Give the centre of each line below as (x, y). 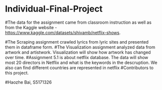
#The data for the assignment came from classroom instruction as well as (78, 22)
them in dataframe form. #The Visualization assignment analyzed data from (80, 47)
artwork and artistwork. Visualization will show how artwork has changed (78, 52)
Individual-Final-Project (54, 9)
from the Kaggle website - (31, 27)
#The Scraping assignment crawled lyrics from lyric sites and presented (77, 42)
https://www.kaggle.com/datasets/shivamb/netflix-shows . (63, 32)
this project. (17, 73)
